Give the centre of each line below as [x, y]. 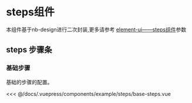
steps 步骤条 [29, 50]
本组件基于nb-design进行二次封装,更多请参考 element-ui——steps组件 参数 [96, 29]
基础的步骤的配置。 [29, 82]
